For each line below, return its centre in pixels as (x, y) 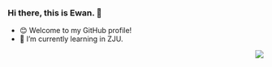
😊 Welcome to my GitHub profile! (76, 31)
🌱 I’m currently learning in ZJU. (71, 39)
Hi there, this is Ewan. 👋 (55, 13)
